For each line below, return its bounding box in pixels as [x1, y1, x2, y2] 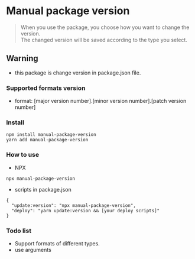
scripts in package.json [14, 186, 72, 193]
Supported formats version [6, 84, 86, 92]
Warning [6, 53, 38, 63]
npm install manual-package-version [6, 132, 96, 138]
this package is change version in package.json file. [14, 69, 141, 76]
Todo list [6, 226, 31, 235]
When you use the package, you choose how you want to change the [20, 24, 190, 31]
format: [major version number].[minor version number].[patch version [14, 98, 187, 105]
